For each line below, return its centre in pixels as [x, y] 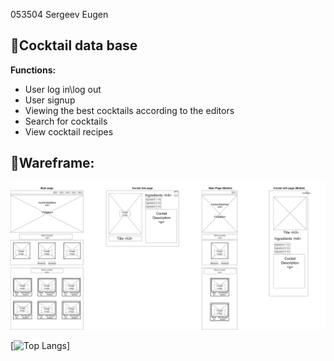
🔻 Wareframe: [52, 163]
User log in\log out [63, 89]
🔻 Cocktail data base [74, 45]
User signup [50, 100]
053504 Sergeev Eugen [59, 14]
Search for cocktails [66, 121]
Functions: [33, 70]
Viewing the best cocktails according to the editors [129, 110]
